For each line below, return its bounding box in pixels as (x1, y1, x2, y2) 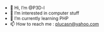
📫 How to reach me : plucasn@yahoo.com (10, 21, 99, 27)
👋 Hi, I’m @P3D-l (10, 5, 45, 10)
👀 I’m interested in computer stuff (10, 10, 79, 16)
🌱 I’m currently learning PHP (10, 15, 69, 21)
